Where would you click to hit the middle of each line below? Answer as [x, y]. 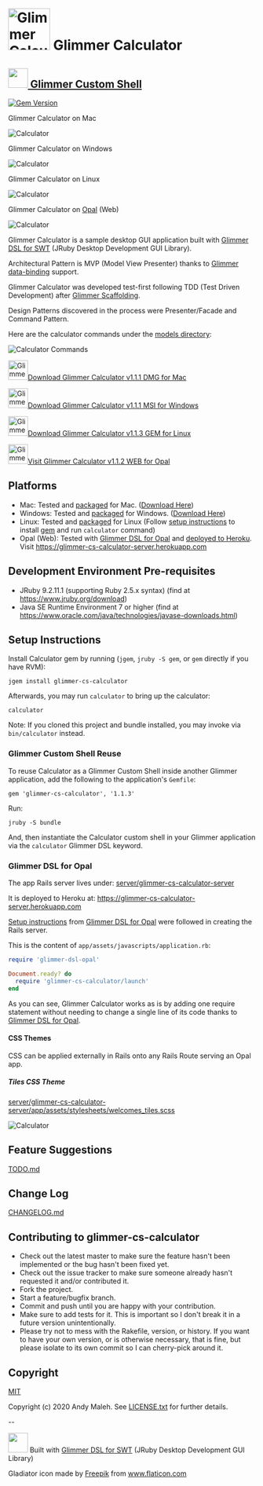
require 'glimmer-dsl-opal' [54, 960]
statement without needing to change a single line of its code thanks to [123, 1012]
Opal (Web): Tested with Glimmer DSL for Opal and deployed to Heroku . [136, 538]
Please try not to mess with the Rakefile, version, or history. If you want [134, 1331]
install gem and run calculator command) [87, 529]
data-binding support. [44, 272]
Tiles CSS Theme [37, 1082]
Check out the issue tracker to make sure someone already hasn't [126, 1273]
